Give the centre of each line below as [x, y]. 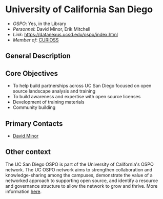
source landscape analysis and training [54, 91]
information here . [24, 191]
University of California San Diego [79, 9]
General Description [38, 56]
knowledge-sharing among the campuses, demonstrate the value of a [79, 175]
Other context [28, 152]
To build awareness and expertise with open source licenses [77, 97]
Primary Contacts [34, 124]
